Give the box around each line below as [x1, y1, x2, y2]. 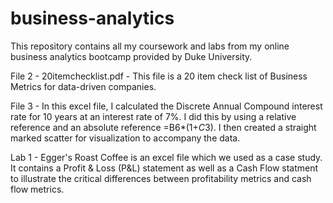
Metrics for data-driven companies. [10, 80, 157, 92]
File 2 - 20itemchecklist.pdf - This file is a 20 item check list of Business [10, 70, 308, 82]
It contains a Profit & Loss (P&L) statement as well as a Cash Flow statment [10, 162, 319, 174]
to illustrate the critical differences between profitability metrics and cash [10, 172, 312, 184]
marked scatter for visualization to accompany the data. [10, 132, 241, 144]
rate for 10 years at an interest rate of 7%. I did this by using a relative [10, 110, 297, 122]
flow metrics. [10, 183, 65, 195]
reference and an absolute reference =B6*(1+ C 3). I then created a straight [10, 121, 317, 133]
